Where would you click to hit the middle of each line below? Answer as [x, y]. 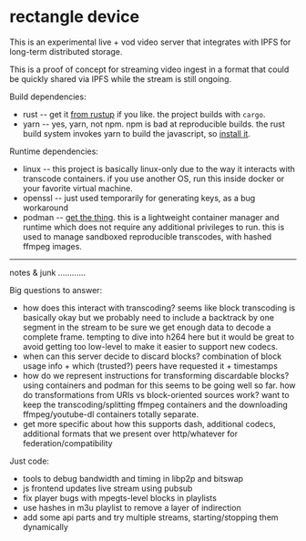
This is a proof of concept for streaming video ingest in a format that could [149, 69]
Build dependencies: [48, 97]
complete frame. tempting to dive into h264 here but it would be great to [158, 337]
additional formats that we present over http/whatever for [130, 434]
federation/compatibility [67, 443]
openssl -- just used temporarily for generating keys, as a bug [139, 198]
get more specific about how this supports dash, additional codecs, [149, 424]
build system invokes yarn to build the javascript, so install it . [136, 133]
